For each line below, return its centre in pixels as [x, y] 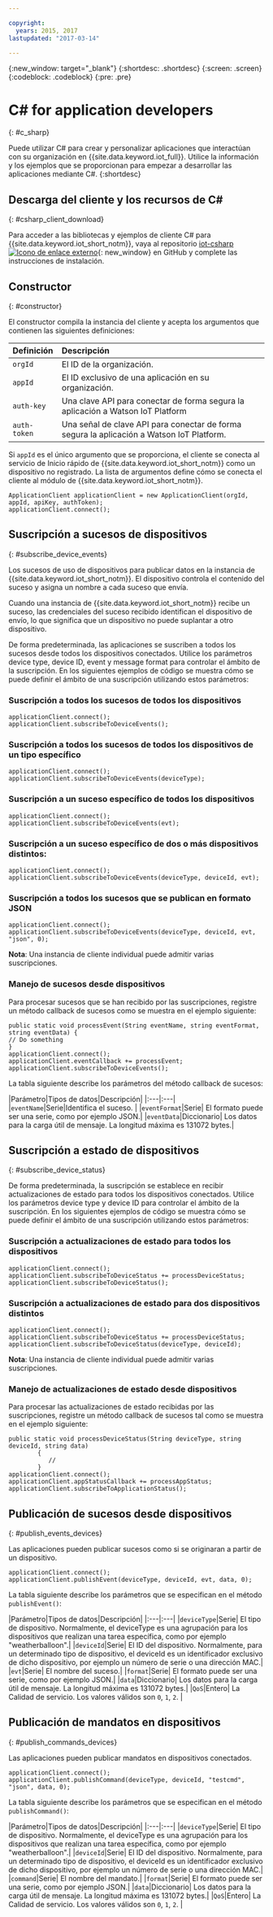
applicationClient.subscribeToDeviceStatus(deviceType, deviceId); [125, 1344]
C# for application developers [111, 110]
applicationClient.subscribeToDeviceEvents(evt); [94, 823]
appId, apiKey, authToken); [56, 502]
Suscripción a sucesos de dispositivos [108, 535]
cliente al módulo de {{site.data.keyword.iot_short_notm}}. [106, 480]
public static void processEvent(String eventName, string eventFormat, [134, 1026]
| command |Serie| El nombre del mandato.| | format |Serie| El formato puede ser [135, 1878]
